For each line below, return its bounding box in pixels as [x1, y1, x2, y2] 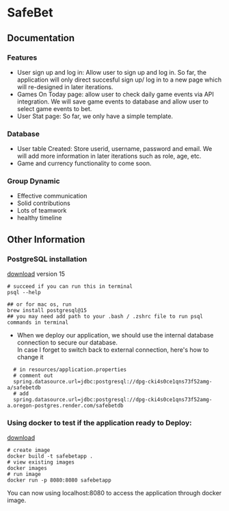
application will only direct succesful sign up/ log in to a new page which [16, 75, 222, 84]
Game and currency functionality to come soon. [16, 159, 152, 167]
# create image [7, 447, 51, 454]
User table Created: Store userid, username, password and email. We [16, 145, 213, 153]
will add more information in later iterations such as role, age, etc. [16, 152, 202, 161]
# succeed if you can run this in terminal [7, 283, 133, 290]
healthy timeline [16, 214, 62, 222]
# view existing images [7, 459, 75, 466]
